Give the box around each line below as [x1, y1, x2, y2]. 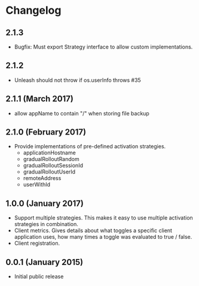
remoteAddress [23, 175, 62, 182]
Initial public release [14, 273, 64, 280]
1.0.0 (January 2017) [5, 198, 84, 208]
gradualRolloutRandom [23, 156, 79, 163]
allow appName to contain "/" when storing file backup [14, 109, 150, 117]
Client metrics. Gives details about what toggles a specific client [14, 227, 173, 234]
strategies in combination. [14, 221, 78, 228]
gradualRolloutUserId [23, 168, 76, 175]
